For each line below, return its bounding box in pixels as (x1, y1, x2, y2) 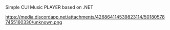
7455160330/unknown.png (5, 19, 62, 25)
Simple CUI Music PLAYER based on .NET (5, 4, 94, 10)
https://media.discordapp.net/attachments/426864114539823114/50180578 (5, 14, 165, 19)
